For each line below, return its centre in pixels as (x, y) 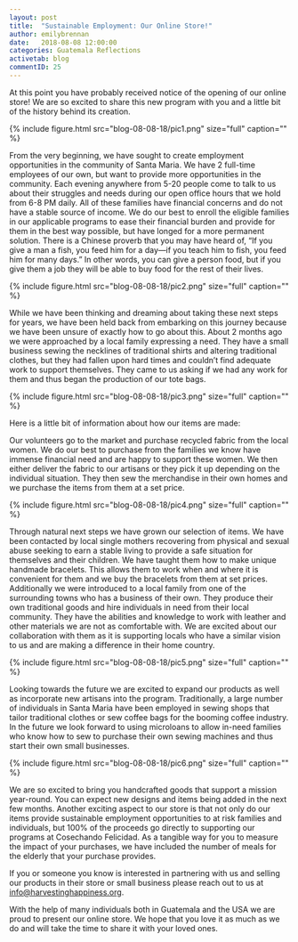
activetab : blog (39, 59)
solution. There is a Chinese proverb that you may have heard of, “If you (141, 240)
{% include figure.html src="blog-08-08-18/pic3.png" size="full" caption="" (149, 396)
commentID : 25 (36, 68)
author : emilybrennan (49, 34)
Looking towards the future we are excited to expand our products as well (145, 689)
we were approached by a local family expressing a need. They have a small (149, 341)
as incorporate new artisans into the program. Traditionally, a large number (146, 698)
